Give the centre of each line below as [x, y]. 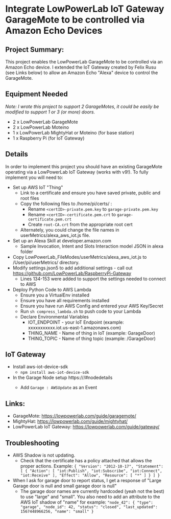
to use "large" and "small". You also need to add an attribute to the [90, 497]
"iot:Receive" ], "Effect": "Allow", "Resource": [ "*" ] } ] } [90, 476]
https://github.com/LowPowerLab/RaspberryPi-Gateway [72, 273]
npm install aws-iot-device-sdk [55, 373]
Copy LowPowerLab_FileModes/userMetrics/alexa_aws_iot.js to [80, 257]
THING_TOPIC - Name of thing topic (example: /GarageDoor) [92, 339]
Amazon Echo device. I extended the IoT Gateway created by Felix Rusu [81, 67]
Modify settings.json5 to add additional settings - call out [72, 268]
